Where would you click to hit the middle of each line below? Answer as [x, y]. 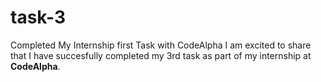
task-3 [38, 17]
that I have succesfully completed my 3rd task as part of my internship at [161, 55]
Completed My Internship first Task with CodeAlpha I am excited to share [161, 45]
